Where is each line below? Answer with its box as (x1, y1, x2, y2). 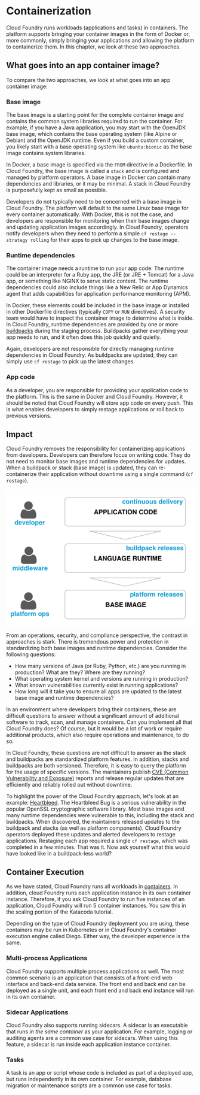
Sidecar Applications (6, 1008, 69, 1016)
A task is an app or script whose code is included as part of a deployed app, (6, 1069, 193, 1076)
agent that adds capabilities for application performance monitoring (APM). (6, 290, 191, 298)
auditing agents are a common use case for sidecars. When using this (6, 1034, 178, 1041)
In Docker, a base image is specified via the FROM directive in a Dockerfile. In (6, 161, 193, 168)
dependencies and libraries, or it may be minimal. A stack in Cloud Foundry (6, 180, 191, 187)
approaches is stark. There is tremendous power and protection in (6, 638, 169, 645)
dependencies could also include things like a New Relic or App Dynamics (6, 284, 188, 291)
